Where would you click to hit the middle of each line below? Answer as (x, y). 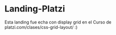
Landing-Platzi (35, 9)
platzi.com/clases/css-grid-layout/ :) (41, 27)
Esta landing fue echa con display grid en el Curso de (58, 22)
